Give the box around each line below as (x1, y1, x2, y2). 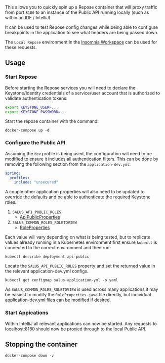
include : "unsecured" (14, 180, 58, 185)
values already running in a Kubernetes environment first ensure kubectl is (5, 239, 157, 245)
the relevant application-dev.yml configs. (5, 268, 89, 274)
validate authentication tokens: (5, 95, 68, 101)
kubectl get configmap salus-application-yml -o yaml (5, 278, 119, 283)
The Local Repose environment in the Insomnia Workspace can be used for (5, 39, 158, 45)
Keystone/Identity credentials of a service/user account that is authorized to (5, 90, 160, 96)
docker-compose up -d (5, 128, 50, 133)
